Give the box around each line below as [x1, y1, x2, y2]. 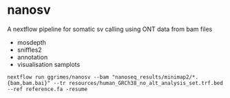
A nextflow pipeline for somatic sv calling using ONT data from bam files [7, 25, 213, 33]
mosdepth [17, 38, 47, 46]
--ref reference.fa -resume [7, 86, 88, 92]
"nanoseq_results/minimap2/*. [112, 73, 198, 81]
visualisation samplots [17, 60, 81, 68]
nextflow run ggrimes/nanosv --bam [7, 73, 109, 81]
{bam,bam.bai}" [7, 79, 51, 86]
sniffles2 [17, 46, 43, 54]
